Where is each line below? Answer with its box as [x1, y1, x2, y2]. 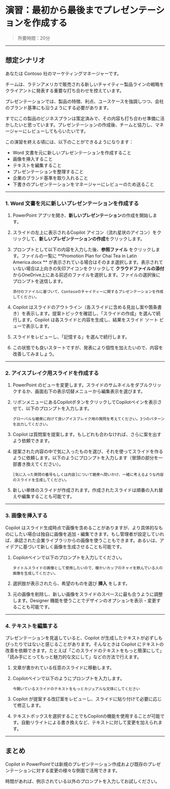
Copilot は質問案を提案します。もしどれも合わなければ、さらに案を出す [12, 431, 162, 438]
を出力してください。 [12, 422, 51, 427]
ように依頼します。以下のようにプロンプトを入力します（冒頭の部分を [12, 455, 158, 461]
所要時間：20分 [17, 35, 51, 41]
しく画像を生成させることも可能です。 [45, 543, 125, 549]
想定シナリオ [5, 56, 46, 65]
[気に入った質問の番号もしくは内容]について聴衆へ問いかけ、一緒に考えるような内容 [12, 472, 164, 478]
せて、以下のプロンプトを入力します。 [12, 406, 92, 412]
